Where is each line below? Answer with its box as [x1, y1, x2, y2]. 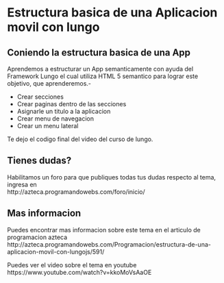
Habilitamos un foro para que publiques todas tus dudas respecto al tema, [7, 173, 216, 181]
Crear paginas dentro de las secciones [16, 100, 127, 108]
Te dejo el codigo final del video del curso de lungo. [7, 135, 153, 143]
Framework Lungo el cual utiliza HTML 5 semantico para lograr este [7, 72, 199, 80]
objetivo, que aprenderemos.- [7, 79, 91, 87]
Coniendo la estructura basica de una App [7, 47, 190, 58]
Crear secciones [16, 93, 64, 101]
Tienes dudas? [7, 155, 72, 167]
